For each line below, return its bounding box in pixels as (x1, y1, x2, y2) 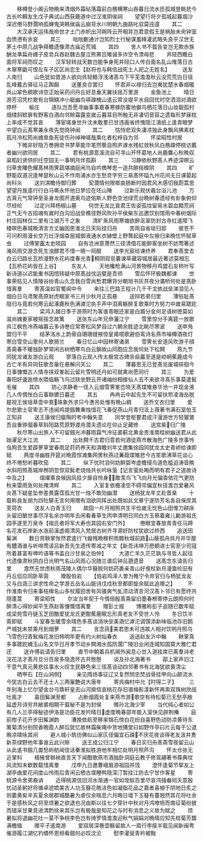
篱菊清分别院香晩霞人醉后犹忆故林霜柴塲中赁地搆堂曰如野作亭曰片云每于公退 (6, 723, 197, 731)
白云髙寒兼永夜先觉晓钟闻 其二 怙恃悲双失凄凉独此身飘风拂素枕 (16, 126, 195, 133)
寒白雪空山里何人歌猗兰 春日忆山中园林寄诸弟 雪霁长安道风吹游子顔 (6, 338, 195, 345)
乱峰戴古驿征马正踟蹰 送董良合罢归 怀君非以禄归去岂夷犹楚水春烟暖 (6, 81, 195, 88)
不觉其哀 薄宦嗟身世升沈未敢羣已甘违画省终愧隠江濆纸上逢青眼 (22, 119, 188, 126)
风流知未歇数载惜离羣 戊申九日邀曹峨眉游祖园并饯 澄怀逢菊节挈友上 (6, 762, 195, 768)
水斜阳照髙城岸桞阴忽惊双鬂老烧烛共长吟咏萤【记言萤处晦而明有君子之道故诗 (6, 466, 197, 474)
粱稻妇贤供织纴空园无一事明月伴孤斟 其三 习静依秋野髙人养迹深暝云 (6, 157, 195, 163)
